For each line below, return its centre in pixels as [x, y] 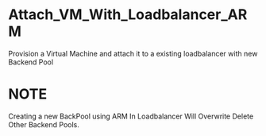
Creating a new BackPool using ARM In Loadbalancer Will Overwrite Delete [131, 116]
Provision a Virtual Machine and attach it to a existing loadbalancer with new [133, 53]
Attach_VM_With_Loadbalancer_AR [128, 15]
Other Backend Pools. [44, 124]
